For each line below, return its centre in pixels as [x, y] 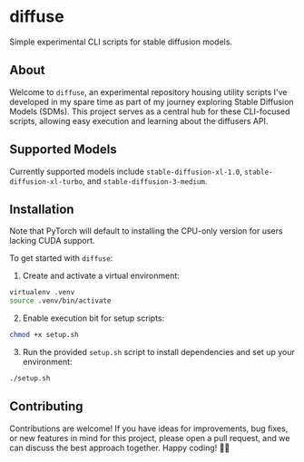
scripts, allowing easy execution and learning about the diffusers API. [139, 120]
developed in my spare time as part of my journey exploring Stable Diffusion [152, 101]
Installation [42, 209]
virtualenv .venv [42, 293]
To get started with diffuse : [61, 258]
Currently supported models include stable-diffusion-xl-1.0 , [126, 171]
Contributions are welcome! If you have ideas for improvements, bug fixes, [149, 428]
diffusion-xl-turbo [46, 182]
